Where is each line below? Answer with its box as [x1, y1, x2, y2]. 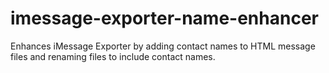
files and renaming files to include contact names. [10, 50, 216, 62]
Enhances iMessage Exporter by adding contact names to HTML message [10, 40, 316, 52]
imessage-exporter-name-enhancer [10, 7, 319, 30]
